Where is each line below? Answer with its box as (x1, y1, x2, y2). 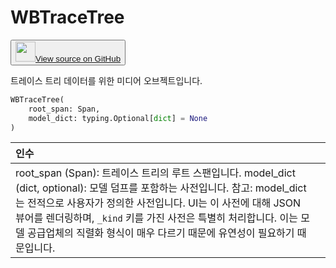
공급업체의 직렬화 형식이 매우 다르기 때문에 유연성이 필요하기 (27, 226, 295, 240)
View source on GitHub (35, 53, 122, 64)
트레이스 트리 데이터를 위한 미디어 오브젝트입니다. (10, 74, 203, 86)
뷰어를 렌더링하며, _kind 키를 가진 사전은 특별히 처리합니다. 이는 (15, 211, 298, 225)
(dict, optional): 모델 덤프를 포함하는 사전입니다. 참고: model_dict (15, 181, 307, 195)
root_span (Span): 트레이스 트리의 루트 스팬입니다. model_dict (15, 166, 296, 180)
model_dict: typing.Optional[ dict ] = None (28, 113, 208, 123)
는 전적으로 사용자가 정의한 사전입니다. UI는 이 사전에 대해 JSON (15, 196, 302, 210)
